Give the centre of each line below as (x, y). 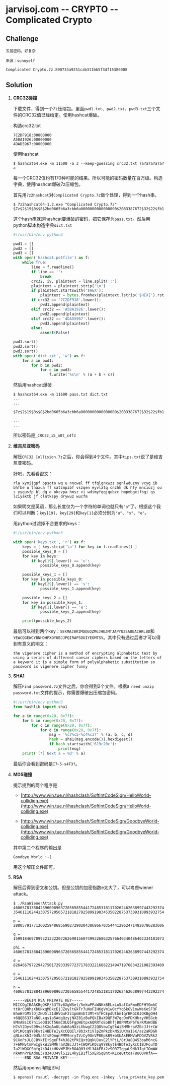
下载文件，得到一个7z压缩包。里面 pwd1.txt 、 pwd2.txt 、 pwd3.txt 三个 (84, 108)
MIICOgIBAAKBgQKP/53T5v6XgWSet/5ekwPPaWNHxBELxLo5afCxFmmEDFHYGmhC (85, 1005)
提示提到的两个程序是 (35, 785)
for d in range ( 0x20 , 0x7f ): (71, 730)
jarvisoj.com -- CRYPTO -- (62, 9)
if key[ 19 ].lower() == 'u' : (61, 561)
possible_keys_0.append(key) (70, 565)
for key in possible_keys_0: (53, 580)
